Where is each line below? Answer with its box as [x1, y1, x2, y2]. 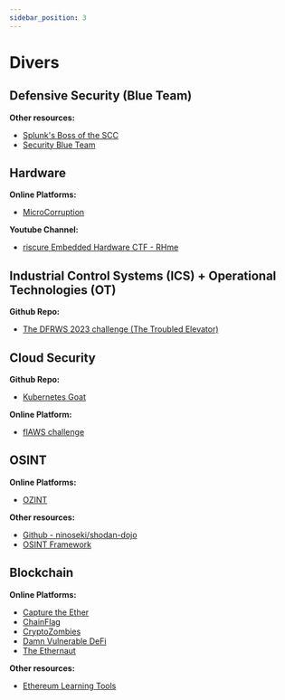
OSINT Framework [22, 539, 92, 550]
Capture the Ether [22, 607, 90, 618]
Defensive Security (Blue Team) [9, 88, 193, 104]
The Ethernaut [22, 645, 77, 656]
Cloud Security [9, 350, 97, 365]
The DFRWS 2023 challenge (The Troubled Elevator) [22, 324, 219, 335]
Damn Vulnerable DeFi [22, 635, 107, 647]
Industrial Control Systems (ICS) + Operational [9, 268, 277, 283]
